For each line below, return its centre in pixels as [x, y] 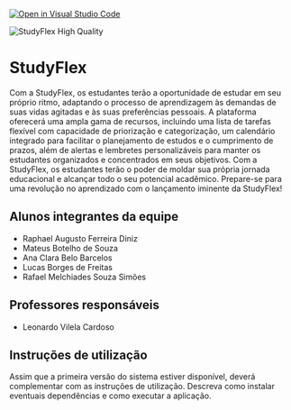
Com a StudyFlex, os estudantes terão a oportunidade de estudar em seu [145, 92]
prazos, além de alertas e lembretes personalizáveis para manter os [135, 150]
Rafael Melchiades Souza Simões [84, 277]
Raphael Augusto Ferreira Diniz [80, 238]
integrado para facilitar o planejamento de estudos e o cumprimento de [141, 141]
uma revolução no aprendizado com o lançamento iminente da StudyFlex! [146, 188]
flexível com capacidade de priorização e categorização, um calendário [142, 131]
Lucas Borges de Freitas [67, 267]
